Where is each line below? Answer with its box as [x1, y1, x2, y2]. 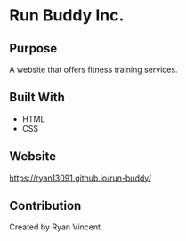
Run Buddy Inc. [9, 5, 125, 26]
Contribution [9, 198, 82, 213]
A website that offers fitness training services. [9, 64, 178, 75]
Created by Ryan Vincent [9, 221, 101, 232]
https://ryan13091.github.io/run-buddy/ [9, 173, 151, 183]
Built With [9, 90, 65, 105]
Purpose [9, 41, 58, 56]
